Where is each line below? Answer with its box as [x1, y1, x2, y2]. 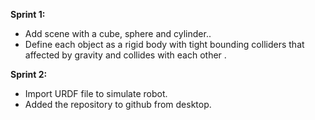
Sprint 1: [10, 9, 46, 20]
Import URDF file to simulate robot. [24, 88, 168, 99]
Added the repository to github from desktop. [24, 99, 212, 110]
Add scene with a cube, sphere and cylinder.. [24, 28, 212, 39]
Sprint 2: [10, 69, 48, 80]
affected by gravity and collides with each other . [24, 49, 227, 61]
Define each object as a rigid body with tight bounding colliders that [24, 39, 305, 50]
